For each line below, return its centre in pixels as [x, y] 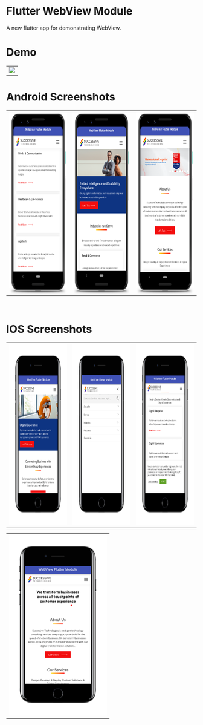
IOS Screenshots [49, 329]
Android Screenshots [61, 97]
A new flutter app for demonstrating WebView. [64, 28]
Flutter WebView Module [69, 11]
